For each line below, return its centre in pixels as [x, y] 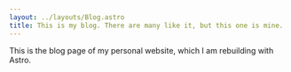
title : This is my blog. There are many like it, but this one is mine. [146, 25]
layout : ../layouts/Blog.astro [67, 17]
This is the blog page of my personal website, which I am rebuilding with [142, 50]
